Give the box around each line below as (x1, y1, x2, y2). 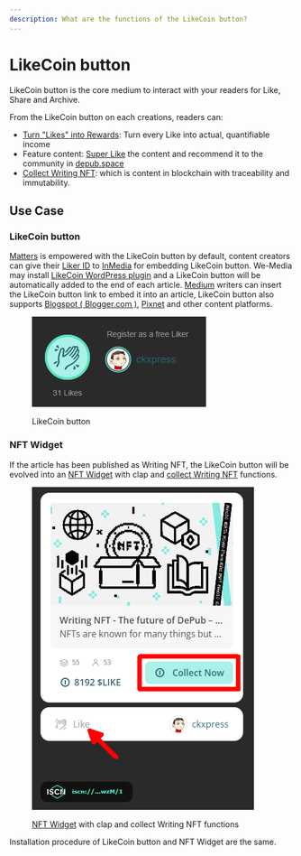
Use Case (9, 203, 65, 219)
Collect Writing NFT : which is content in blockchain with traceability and (22, 167, 290, 178)
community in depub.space (22, 158, 124, 169)
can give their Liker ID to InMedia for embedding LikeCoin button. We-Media (9, 260, 293, 271)
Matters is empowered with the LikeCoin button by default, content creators (9, 251, 291, 262)
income (22, 138, 51, 149)
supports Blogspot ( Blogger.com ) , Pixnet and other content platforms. (9, 299, 273, 310)
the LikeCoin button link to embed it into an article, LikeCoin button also (9, 289, 275, 300)
